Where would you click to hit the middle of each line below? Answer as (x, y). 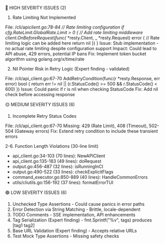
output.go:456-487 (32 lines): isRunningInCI (58, 166)
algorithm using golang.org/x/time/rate (45, 59)
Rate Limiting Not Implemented (44, 17)
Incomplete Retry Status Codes (44, 116)
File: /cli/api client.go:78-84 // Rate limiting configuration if (65, 27)
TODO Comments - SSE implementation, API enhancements (74, 215)
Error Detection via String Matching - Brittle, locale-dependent (76, 209)
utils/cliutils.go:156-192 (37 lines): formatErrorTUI (63, 182)
